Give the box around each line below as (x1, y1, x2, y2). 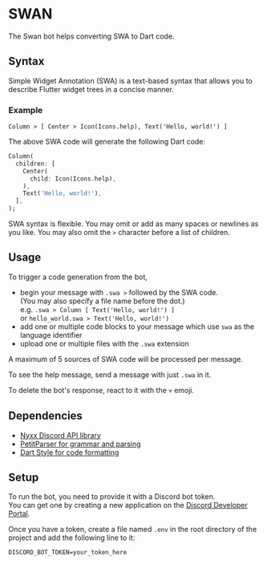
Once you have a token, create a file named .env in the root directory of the (8, 525, 257, 534)
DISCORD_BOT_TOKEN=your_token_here (8, 549, 127, 557)
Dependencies (8, 409, 83, 423)
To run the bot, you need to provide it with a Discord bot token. (8, 492, 216, 501)
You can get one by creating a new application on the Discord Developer (8, 501, 249, 510)
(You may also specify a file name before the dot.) (19, 296, 186, 306)
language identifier (19, 330, 83, 339)
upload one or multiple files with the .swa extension (19, 339, 190, 348)
